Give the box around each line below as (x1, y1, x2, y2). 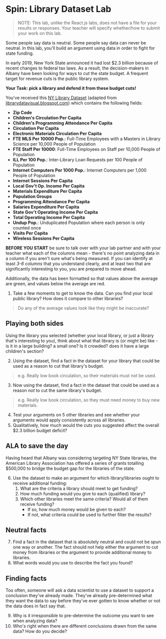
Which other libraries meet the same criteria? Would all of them (20, 496, 148, 502)
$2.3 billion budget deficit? (12, 427, 67, 433)
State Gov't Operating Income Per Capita (12, 209, 98, 215)
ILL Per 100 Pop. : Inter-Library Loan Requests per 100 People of (12, 156, 143, 162)
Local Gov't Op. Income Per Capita (12, 183, 85, 188)
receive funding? (20, 501, 55, 507)
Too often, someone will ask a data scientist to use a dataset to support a (5, 587, 154, 593)
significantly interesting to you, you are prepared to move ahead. (5, 265, 137, 272)
